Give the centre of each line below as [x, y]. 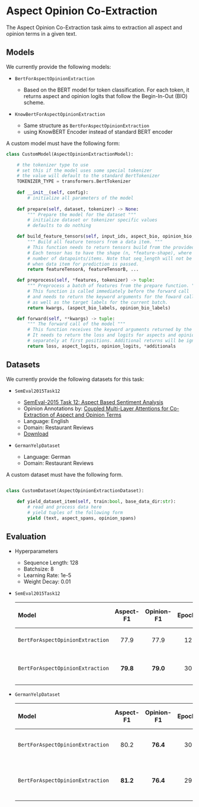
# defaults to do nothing [60, 226]
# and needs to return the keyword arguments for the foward [105, 297]
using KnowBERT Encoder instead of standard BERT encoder [98, 131]
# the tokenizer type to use [53, 165]
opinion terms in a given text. [41, 33]
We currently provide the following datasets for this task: [75, 379]
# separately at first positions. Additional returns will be [106, 341]
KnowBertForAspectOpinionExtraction [60, 114]
